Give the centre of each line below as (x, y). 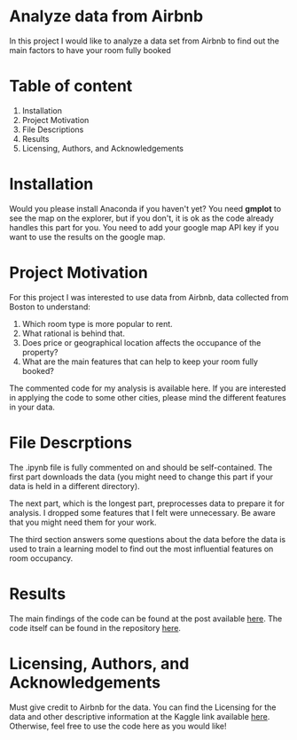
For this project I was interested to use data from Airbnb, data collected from (149, 297)
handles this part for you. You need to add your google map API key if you (144, 227)
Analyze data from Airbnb (106, 16)
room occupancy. (41, 558)
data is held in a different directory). (74, 486)
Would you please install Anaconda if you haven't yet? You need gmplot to (145, 208)
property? (40, 352)
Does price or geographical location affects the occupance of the (141, 342)
